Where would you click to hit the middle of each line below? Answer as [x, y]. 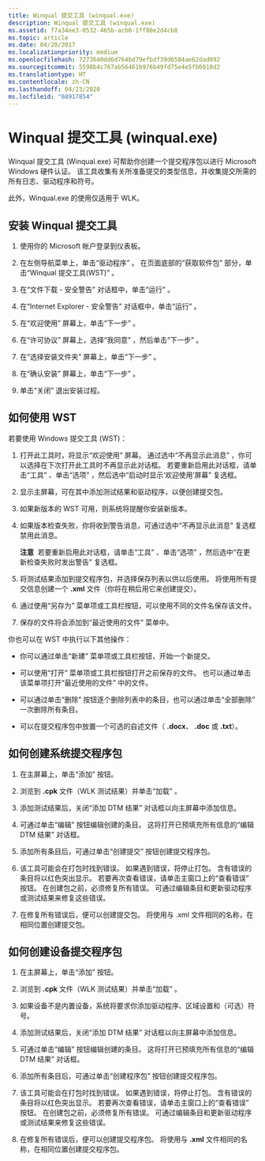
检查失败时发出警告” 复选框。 [74, 562]
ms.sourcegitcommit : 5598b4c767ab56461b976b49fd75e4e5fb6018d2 [114, 67]
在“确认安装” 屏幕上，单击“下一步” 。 [80, 374]
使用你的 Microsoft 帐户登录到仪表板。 [82, 246]
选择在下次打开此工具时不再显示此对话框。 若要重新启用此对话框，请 [138, 465]
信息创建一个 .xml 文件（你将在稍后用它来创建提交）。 [114, 588]
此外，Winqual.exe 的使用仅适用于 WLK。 [76, 198]
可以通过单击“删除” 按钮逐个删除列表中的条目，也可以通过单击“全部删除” [137, 699]
